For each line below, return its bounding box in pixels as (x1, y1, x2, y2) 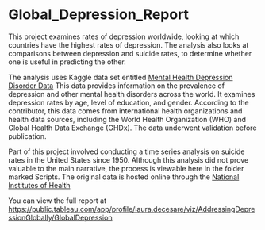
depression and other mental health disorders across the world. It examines (8, 89, 255, 98)
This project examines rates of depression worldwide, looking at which (8, 32, 240, 41)
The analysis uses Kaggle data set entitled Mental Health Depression (8, 72, 233, 82)
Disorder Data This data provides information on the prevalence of (8, 81, 225, 90)
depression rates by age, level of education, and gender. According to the (8, 98, 249, 107)
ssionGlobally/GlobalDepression (8, 213, 113, 222)
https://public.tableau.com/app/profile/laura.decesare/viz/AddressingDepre (8, 204, 255, 213)
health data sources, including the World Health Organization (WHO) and (8, 114, 246, 124)
